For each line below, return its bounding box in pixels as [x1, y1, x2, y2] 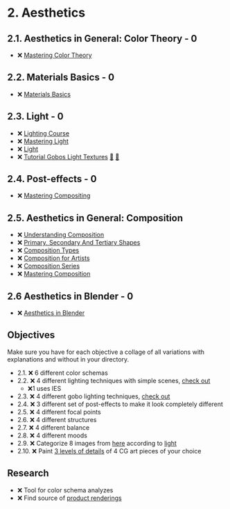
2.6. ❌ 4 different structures [17, 415, 97, 423]
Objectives [7, 329, 55, 341]
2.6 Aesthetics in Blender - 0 [7, 290, 134, 302]
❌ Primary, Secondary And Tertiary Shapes [17, 239, 141, 247]
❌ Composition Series [17, 262, 80, 270]
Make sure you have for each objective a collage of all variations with [7, 348, 205, 356]
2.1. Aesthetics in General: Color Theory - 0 [7, 33, 197, 45]
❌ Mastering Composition [17, 270, 91, 278]
